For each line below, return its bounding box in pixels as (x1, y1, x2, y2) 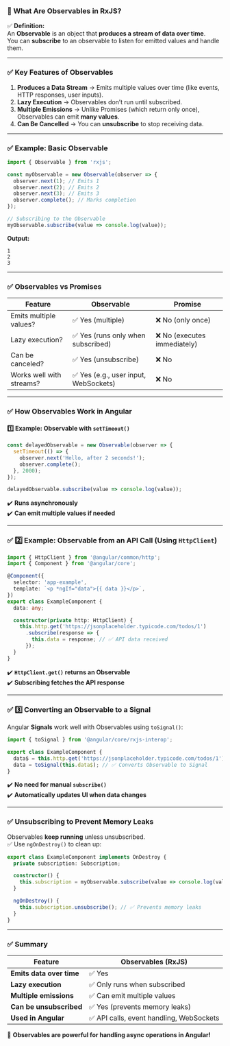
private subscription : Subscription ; (13, 860, 121, 867)
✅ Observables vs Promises (7, 281, 102, 291)
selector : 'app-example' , (13, 579, 88, 586)
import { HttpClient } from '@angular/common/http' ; (7, 554, 161, 561)
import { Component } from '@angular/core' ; (7, 560, 136, 567)
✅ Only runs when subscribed (88, 979, 186, 989)
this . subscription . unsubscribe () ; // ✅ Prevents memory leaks (19, 903, 202, 911)
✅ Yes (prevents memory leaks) (88, 1001, 192, 1011)
